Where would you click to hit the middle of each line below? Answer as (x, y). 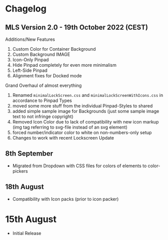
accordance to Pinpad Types (42, 100)
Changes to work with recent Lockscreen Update (63, 138)
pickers (20, 171)
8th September (29, 154)
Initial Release (27, 233)
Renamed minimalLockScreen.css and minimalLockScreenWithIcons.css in (88, 95)
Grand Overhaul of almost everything (43, 85)
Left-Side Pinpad (30, 70)
